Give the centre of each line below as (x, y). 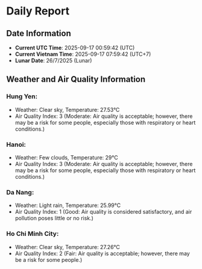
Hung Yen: (22, 96)
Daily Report (38, 11)
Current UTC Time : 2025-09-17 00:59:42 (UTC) (75, 48)
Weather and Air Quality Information (76, 79)
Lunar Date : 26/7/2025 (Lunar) (53, 60)
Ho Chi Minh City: (33, 234)
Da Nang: (20, 192)
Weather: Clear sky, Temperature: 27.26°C (68, 247)
